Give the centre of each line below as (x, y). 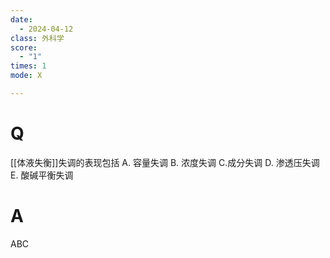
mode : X (26, 76)
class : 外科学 (37, 38)
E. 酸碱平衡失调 (42, 175)
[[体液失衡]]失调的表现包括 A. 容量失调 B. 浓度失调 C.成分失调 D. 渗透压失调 (165, 162)
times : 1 (28, 66)
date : (21, 19)
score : (24, 47)
